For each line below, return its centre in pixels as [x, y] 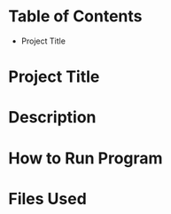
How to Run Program [85, 158]
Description [52, 118]
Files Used [48, 198]
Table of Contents [75, 16]
